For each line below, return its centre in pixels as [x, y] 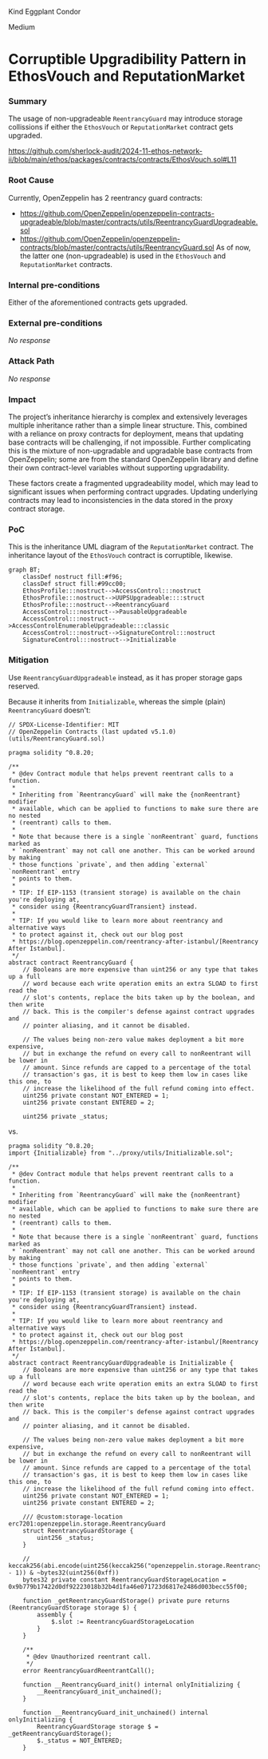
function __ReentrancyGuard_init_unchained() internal [116, 1713]
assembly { [55, 1614]
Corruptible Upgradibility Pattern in [127, 60]
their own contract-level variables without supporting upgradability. [119, 468]
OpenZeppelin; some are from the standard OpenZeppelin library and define [134, 459]
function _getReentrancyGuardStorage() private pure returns [126, 1601]
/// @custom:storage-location [73, 1517]
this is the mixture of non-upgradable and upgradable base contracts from [130, 450]
